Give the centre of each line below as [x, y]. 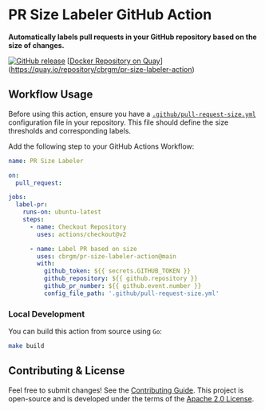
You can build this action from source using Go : [85, 331]
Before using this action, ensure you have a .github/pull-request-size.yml [132, 114]
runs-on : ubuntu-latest [62, 212]
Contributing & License [67, 371]
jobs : [17, 198]
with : [46, 264]
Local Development [47, 313]
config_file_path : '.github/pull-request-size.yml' [131, 293]
